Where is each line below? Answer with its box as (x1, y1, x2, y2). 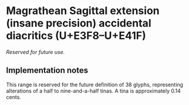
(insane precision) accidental (6, 16, 151, 30)
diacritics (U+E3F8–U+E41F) (6, 29, 146, 42)
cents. (6, 93, 22, 100)
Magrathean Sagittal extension (6, 4, 160, 18)
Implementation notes (6, 66, 89, 76)
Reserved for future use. (6, 48, 65, 55)
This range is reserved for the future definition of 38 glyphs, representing (6, 81, 184, 88)
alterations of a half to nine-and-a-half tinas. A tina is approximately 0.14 (6, 87, 181, 94)
